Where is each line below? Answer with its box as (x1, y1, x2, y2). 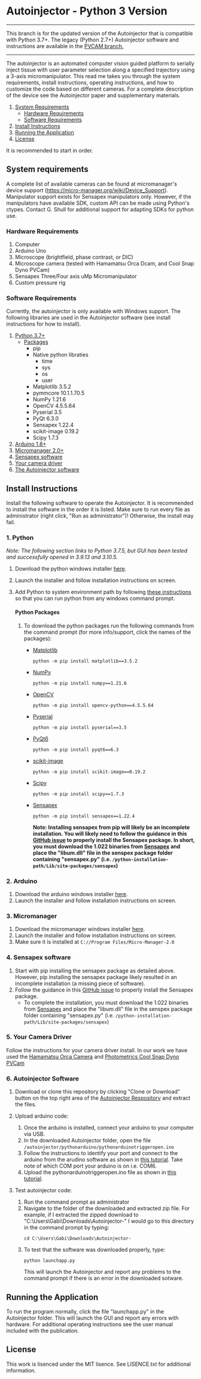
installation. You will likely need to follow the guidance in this (32, 830, 187, 837)
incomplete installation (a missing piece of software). (14, 980, 145, 987)
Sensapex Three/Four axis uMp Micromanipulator (14, 273, 137, 280)
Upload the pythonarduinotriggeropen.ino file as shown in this (23, 1169, 176, 1176)
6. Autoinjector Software (6, 1074, 80, 1082)
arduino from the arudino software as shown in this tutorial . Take (23, 1156, 183, 1163)
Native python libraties (32, 351, 89, 359)
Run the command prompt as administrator (23, 1198, 130, 1205)
